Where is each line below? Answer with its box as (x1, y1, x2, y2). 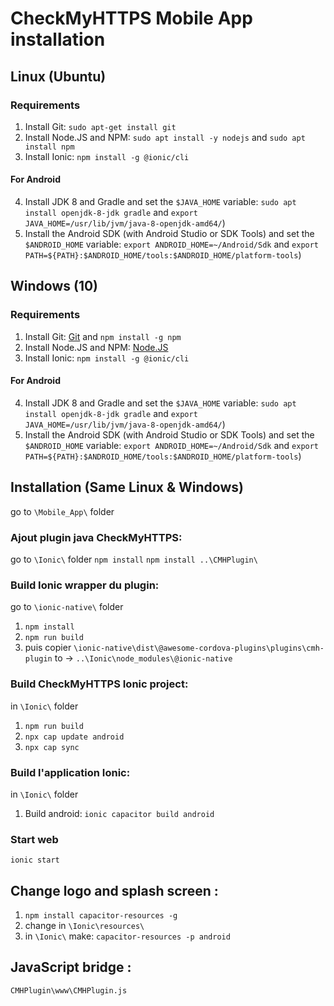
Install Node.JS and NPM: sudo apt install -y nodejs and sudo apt (24, 131, 306, 143)
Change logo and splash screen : (10, 882, 219, 899)
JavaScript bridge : (10, 959, 132, 976)
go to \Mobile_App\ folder (10, 505, 115, 517)
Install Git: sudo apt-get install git (24, 120, 177, 132)
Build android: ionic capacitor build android (24, 807, 215, 819)
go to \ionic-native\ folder (10, 601, 124, 613)
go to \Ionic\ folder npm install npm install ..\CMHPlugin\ (10, 553, 258, 566)
